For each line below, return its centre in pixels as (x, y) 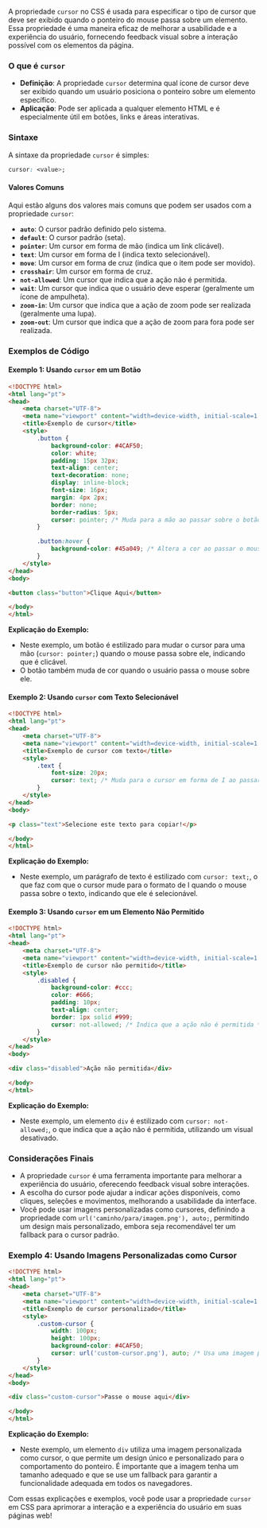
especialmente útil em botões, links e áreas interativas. (110, 117)
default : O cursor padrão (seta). (72, 237)
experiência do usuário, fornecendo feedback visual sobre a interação (123, 37)
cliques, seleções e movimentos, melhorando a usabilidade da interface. (138, 1201)
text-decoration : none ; (90, 475)
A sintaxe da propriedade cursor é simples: (79, 155)
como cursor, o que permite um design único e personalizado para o (132, 1458)
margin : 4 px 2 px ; (79, 497)
